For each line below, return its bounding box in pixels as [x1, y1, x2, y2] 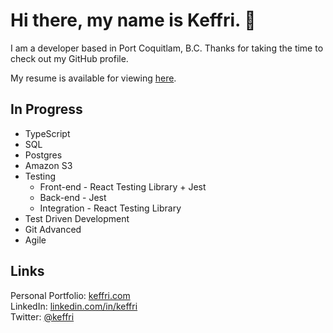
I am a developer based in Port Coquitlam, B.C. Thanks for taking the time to [10, 42, 324, 54]
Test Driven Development [24, 212, 130, 224]
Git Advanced [24, 223, 82, 235]
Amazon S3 [24, 159, 73, 171]
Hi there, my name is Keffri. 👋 [10, 9, 257, 32]
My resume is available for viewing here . [10, 72, 177, 84]
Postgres [24, 149, 63, 161]
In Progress [10, 101, 83, 118]
